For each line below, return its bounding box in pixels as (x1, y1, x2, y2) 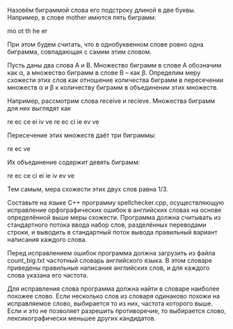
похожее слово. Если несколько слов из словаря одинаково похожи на (7, 292, 220, 300)
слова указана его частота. (7, 271, 88, 279)
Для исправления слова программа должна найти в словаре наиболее (7, 284, 220, 293)
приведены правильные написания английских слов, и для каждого (7, 264, 210, 272)
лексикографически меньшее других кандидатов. (7, 314, 156, 322)
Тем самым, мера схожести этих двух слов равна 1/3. (7, 185, 168, 193)
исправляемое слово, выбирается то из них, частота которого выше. (7, 299, 214, 307)
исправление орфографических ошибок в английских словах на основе (7, 206, 222, 214)
